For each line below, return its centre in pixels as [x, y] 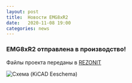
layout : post [22, 12]
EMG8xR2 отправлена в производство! [66, 50]
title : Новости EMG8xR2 [37, 17]
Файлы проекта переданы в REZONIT [54, 62]
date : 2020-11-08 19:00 [38, 23]
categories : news [28, 28]
